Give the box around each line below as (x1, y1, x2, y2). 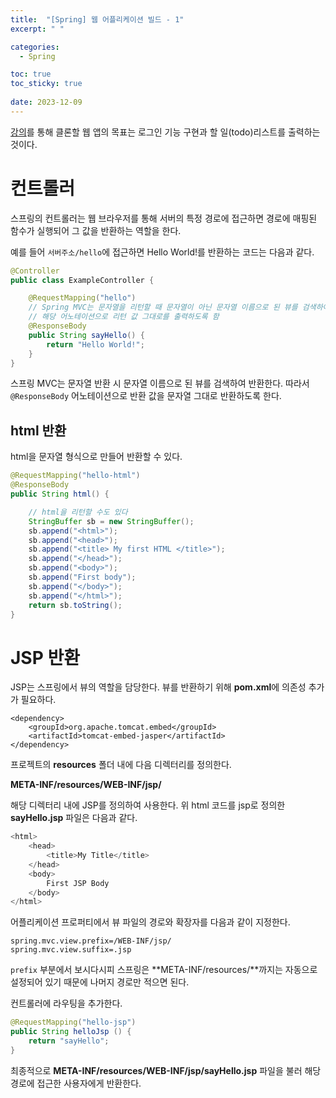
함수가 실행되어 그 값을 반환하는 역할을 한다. (10, 224, 182, 236)
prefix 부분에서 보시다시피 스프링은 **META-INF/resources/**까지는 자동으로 (10, 964, 318, 976)
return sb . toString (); (28, 600, 123, 610)
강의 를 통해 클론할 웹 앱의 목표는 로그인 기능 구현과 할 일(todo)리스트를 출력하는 (10, 126, 321, 138)
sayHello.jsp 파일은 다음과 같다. (10, 812, 138, 824)
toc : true (10, 69, 52, 80)
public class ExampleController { (10, 275, 155, 285)
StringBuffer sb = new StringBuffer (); (28, 516, 195, 526)
